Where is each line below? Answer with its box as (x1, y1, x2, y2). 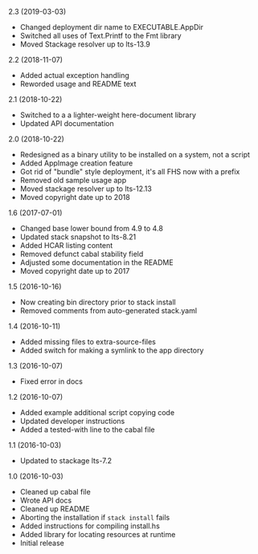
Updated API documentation (19, 119, 114, 128)
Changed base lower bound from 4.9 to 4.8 (19, 224, 163, 233)
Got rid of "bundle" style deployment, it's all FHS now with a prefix (19, 167, 240, 176)
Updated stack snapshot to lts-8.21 (19, 232, 137, 242)
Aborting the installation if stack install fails (19, 513, 170, 522)
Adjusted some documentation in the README (19, 258, 174, 267)
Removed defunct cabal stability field (19, 249, 144, 259)
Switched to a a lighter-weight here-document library (19, 110, 197, 120)
